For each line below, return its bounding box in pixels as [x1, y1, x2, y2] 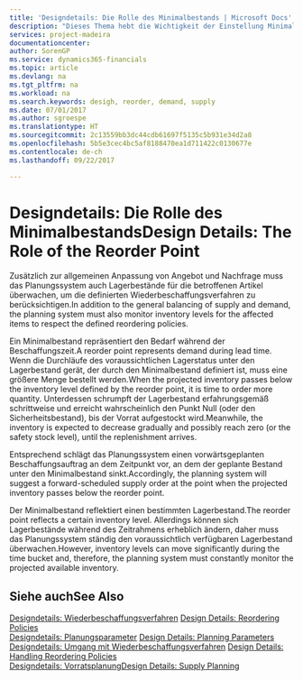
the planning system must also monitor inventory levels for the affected [9, 308, 274, 320]
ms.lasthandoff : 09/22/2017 [9, 155, 115, 165]
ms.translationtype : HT [9, 123, 99, 132]
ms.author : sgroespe [9, 114, 87, 123]
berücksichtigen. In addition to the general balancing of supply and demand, [9, 299, 291, 310]
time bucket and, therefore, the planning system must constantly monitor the [9, 553, 294, 564]
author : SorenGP [9, 47, 70, 56]
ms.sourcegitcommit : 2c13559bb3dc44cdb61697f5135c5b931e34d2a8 [9, 131, 252, 140]
